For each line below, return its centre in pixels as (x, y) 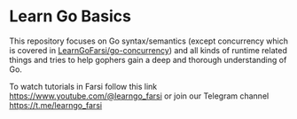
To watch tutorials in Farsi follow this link (83, 86)
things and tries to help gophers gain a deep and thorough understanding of (148, 59)
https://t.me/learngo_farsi (56, 105)
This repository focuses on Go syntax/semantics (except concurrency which (148, 41)
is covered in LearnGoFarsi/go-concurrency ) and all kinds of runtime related (148, 50)
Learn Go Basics (70, 16)
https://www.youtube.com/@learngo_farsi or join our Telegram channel (139, 96)
